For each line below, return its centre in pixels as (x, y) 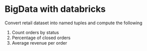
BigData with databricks (55, 9)
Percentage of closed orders (41, 38)
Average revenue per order (39, 43)
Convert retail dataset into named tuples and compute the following (73, 23)
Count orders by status (35, 32)
